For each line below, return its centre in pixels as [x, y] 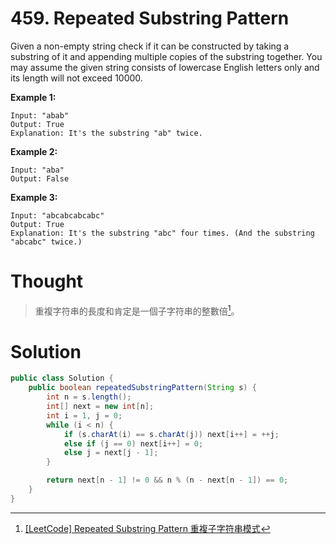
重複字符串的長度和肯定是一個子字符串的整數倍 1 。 [137, 310]
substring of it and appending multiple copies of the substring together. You [166, 56]
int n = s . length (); [89, 397]
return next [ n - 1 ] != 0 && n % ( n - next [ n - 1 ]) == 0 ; [167, 480]
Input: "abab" [40, 115]
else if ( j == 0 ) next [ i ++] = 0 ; [133, 443]
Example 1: [33, 97]
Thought [47, 281]
